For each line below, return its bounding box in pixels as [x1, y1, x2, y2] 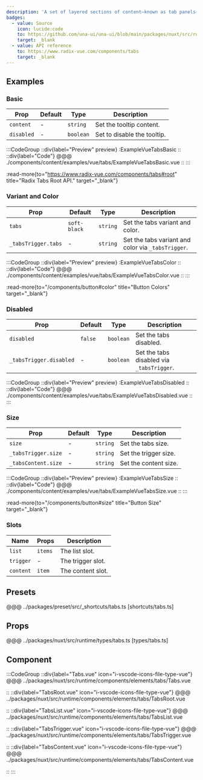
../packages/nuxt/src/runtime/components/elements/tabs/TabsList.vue [6, 713, 183, 721]
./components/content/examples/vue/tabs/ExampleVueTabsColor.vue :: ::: [6, 271, 190, 279]
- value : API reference [11, 43, 71, 49]
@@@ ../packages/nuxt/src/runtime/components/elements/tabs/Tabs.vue [6, 677, 191, 684]
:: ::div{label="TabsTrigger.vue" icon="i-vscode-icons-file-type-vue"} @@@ [6, 725, 197, 732]
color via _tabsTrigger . [123, 243, 188, 252]
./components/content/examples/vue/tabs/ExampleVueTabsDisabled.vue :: [6, 392, 193, 399]
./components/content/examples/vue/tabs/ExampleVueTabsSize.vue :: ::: [6, 488, 188, 495]
